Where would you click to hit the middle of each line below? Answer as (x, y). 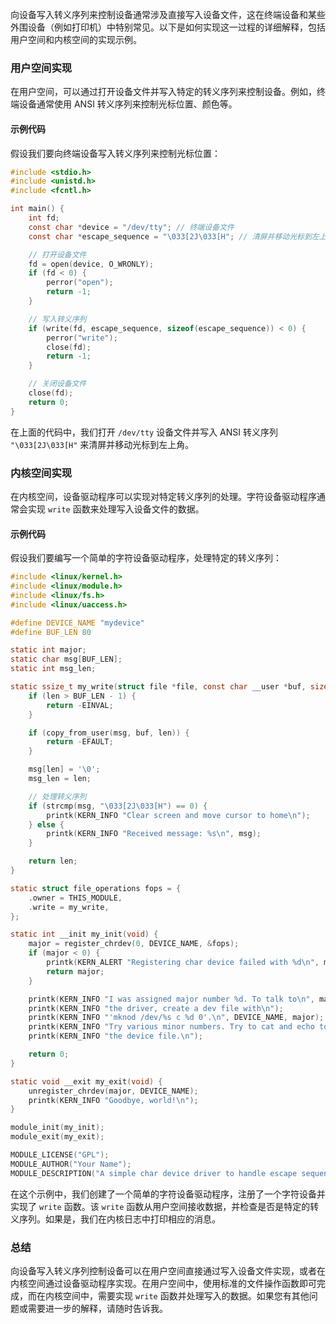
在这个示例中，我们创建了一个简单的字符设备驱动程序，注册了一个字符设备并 (168, 1194)
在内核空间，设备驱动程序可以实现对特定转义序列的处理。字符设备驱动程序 (163, 496)
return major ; (75, 971)
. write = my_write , (69, 907)
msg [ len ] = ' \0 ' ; (64, 769)
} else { (46, 824)
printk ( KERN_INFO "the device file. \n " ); (115, 1036)
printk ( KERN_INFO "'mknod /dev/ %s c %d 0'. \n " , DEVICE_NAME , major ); (176, 1018)
